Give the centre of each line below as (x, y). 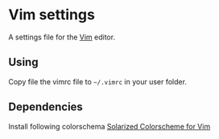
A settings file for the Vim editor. (62, 37)
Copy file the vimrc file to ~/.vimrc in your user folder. (98, 81)
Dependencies (45, 107)
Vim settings (52, 15)
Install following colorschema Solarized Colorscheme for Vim (109, 126)
